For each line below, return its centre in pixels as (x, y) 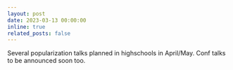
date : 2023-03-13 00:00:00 (47, 20)
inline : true (26, 27)
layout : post (26, 14)
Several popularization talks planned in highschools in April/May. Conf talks (116, 53)
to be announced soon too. (46, 61)
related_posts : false (39, 33)
